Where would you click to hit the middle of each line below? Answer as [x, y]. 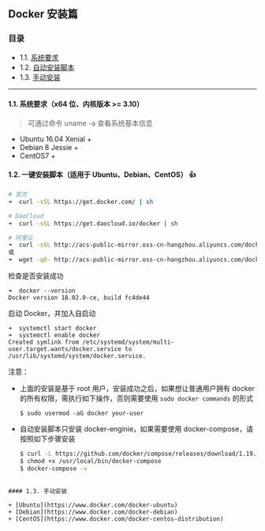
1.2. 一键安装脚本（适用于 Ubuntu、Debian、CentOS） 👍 [102, 175]
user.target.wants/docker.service [65, 349]
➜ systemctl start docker [52, 329]
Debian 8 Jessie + [49, 147]
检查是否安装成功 [36, 276]
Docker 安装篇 [43, 14]
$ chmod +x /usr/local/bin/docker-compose [90, 461]
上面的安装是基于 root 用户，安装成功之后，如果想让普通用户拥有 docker [137, 389]
